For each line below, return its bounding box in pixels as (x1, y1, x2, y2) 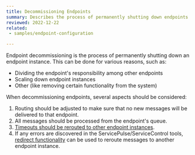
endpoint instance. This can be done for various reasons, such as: (6, 58, 167, 65)
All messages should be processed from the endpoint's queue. (14, 117, 167, 124)
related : (6, 25, 28, 31)
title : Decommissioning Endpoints (6, 8, 91, 15)
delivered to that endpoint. (14, 111, 80, 118)
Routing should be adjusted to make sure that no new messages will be (14, 105, 187, 112)
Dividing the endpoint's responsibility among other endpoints (14, 70, 163, 77)
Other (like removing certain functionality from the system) (14, 82, 157, 89)
